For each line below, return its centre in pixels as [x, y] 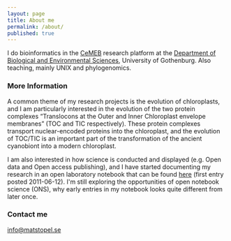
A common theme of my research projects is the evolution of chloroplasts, [114, 101]
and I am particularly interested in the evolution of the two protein [101, 108]
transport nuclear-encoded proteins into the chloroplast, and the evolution [114, 131]
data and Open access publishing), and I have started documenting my [109, 167]
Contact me [28, 214]
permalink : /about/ [36, 27]
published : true [31, 33]
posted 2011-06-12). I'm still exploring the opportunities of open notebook [113, 182]
